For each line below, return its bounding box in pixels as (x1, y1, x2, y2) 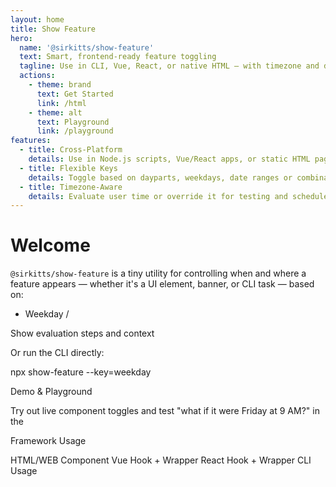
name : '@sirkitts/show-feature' (19, 42, 155, 53)
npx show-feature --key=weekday (10, 366, 152, 378)
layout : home (10, 14, 65, 25)
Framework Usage (10, 435, 87, 447)
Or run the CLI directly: (10, 347, 105, 359)
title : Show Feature (10, 24, 97, 34)
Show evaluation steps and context (10, 327, 155, 340)
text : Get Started (36, 89, 114, 99)
